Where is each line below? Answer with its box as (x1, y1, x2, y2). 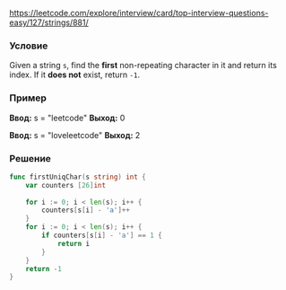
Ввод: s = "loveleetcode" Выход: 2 (9, 129, 141, 140)
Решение (9, 152, 52, 164)
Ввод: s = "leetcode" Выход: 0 (9, 112, 126, 123)
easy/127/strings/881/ (9, 17, 89, 28)
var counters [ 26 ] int (25, 180, 106, 189)
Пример (9, 92, 48, 104)
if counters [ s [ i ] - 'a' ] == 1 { (41, 231, 163, 241)
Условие (9, 40, 48, 52)
